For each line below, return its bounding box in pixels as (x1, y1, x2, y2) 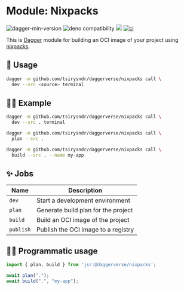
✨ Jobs (6, 169, 34, 179)
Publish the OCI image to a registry (36, 225, 134, 234)
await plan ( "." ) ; (6, 273, 50, 279)
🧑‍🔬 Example (6, 97, 52, 108)
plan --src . (11, 136, 44, 142)
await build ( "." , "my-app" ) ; (6, 278, 79, 284)
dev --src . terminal (11, 120, 66, 126)
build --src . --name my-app (11, 152, 84, 158)
